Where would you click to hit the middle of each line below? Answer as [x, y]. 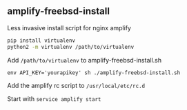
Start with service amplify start [54, 98]
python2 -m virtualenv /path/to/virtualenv [71, 47]
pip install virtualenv [41, 41]
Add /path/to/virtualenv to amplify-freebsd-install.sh [85, 60]
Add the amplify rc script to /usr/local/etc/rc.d [76, 85]
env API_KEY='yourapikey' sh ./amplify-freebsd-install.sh [94, 73]
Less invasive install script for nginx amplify [69, 27]
